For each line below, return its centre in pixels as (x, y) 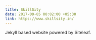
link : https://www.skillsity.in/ (40, 19)
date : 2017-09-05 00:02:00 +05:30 (41, 14)
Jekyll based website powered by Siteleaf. (48, 33)
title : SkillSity (23, 10)
